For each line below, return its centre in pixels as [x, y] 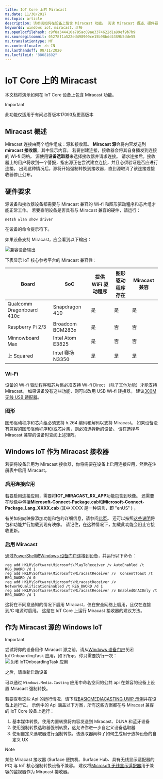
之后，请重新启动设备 [26, 672]
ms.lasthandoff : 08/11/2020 [33, 50]
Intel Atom [65, 338]
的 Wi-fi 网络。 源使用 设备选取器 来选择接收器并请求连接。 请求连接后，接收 [80, 156]
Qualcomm [20, 304]
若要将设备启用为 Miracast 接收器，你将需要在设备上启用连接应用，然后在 [79, 464]
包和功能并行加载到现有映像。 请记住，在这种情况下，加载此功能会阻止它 [78, 524]
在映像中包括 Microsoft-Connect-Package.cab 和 [54, 502]
